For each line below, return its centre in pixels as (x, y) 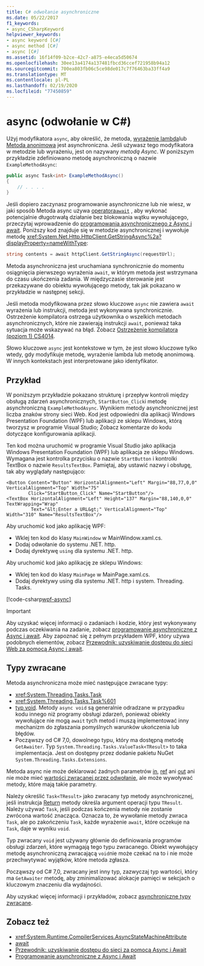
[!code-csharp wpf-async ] (39, 599)
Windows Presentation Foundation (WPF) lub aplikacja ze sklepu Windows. (100, 452)
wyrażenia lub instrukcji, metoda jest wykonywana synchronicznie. (90, 310)
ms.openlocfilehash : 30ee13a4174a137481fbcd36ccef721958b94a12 (88, 63)
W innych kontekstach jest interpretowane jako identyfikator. (82, 361)
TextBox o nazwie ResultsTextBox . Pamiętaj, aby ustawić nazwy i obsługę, (99, 465)
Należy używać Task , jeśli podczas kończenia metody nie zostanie (89, 809)
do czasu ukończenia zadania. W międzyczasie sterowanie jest (85, 279)
